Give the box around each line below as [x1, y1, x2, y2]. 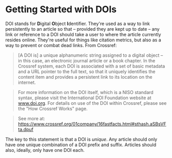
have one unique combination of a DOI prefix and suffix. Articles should [5, 142, 157, 148]
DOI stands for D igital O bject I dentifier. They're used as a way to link [5, 20, 150, 27]
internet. [17, 79, 36, 85]
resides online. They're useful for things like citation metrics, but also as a [5, 37, 162, 43]
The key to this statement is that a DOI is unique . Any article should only [5, 136, 158, 142]
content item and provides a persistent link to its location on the [17, 74, 152, 80]
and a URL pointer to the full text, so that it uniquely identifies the [17, 68, 156, 75]
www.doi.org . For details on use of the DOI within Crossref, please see [17, 100, 167, 106]
